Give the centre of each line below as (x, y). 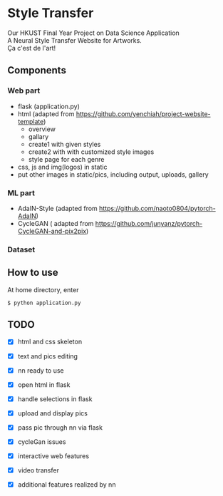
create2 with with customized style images (91, 152)
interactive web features (53, 456)
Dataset (21, 249)
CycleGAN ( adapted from (56, 223)
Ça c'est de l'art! (32, 48)
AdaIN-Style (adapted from (57, 208)
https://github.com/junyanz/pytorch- (149, 223)
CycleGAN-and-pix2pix (52, 231)
